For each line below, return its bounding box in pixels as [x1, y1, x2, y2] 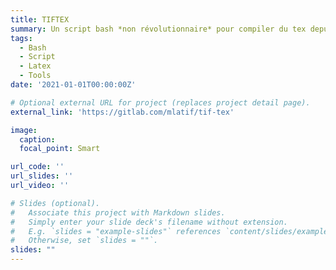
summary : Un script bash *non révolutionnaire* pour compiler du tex [10, 24, 307, 34]
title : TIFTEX [10, 14, 70, 25]
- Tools [19, 71, 52, 81]
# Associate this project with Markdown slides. [10, 207, 226, 218]
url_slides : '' [10, 171, 74, 181]
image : [10, 125, 38, 135]
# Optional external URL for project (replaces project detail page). [10, 97, 311, 108]
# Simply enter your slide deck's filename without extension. [10, 217, 288, 227]
